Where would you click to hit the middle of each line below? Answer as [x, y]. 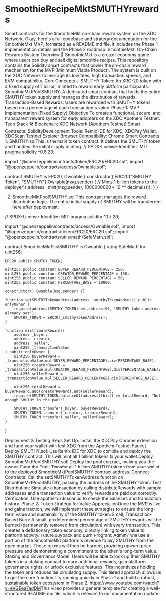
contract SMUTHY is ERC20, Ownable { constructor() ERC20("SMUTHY [78, 176]
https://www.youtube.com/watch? [124, 583]
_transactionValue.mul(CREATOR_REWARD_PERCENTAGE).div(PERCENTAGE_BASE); [83, 369]
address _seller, [32, 343]
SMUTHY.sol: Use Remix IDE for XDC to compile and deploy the [86, 451]
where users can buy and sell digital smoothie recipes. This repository [77, 60]
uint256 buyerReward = [37, 356]
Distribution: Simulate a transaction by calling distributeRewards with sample [83, 488]
